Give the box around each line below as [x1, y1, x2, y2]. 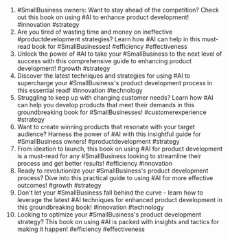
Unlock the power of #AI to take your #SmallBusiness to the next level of [16, 50, 222, 58]
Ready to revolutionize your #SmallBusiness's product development [16, 166, 209, 175]
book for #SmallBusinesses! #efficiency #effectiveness [32, 43, 187, 50]
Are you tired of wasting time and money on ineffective [16, 28, 173, 36]
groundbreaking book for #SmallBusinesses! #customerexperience [16, 108, 207, 116]
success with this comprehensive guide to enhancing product [16, 57, 192, 65]
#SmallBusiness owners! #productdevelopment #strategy [16, 138, 180, 145]
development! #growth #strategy [16, 65, 111, 72]
